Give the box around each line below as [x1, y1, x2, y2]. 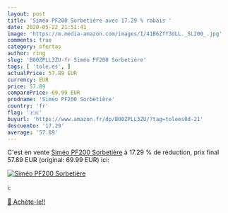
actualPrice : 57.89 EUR [7, 69, 78, 76]
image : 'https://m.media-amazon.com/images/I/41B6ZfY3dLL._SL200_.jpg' [7, 30, 222, 38]
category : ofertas [7, 43, 61, 50]
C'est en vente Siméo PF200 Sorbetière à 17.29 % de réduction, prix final [7, 148, 220, 156]
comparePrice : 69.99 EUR [7, 89, 80, 96]
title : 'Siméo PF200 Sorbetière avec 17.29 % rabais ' [7, 17, 172, 24]
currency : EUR [7, 76, 49, 84]
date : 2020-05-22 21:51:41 [7, 23, 87, 30]
